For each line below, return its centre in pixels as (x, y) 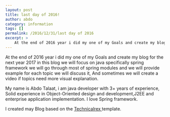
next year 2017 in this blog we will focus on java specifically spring (75, 62)
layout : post (19, 10)
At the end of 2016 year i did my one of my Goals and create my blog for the (84, 57)
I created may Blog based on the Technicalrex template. (63, 108)
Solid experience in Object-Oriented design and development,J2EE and (80, 93)
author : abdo (19, 19)
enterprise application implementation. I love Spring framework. (72, 99)
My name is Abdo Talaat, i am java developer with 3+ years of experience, (82, 88)
